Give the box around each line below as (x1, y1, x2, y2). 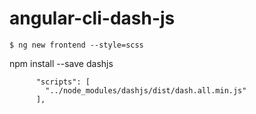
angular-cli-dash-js (9, 7, 176, 30)
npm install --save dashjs (9, 57, 114, 69)
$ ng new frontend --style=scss (9, 40, 144, 50)
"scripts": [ (35, 77, 91, 87)
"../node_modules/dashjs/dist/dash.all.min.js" (45, 85, 247, 96)
